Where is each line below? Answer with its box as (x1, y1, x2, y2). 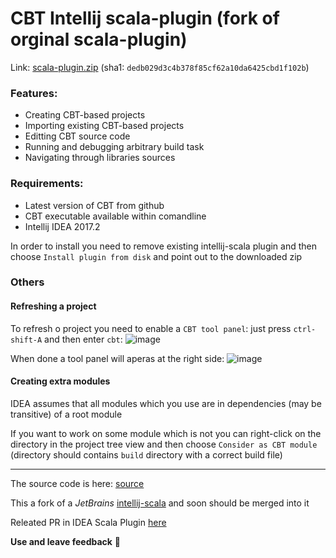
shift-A (10, 335, 43, 345)
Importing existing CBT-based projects (24, 120, 185, 132)
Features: (10, 86, 58, 100)
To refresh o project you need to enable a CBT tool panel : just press (10, 322, 292, 334)
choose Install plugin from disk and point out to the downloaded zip (10, 250, 303, 262)
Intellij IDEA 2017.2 (24, 220, 101, 232)
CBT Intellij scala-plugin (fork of (10, 7, 280, 30)
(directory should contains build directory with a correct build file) (10, 448, 283, 461)
